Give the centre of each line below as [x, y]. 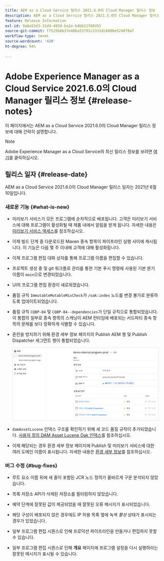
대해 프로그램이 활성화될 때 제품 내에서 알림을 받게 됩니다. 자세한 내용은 [89, 224]
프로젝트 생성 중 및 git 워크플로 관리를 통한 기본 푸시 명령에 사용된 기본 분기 [83, 268]
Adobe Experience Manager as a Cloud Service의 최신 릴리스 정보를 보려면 [79, 151]
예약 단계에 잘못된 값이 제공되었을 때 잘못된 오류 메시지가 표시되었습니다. [81, 504]
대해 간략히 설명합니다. [36, 132]
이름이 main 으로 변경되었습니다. [42, 274]
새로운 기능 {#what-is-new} [37, 207]
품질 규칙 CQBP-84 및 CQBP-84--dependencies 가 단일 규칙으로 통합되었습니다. [85, 312]
